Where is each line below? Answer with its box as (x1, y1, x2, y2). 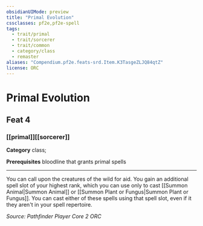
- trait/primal (11, 31, 50, 37)
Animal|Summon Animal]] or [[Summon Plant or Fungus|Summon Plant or (6, 188, 188, 196)
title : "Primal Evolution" (6, 14, 74, 20)
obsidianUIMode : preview (6, 8, 69, 15)
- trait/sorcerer (11, 37, 56, 43)
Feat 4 (6, 115, 31, 125)
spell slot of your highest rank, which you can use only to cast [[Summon (6, 182, 188, 189)
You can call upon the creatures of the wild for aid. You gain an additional (6, 175, 188, 183)
